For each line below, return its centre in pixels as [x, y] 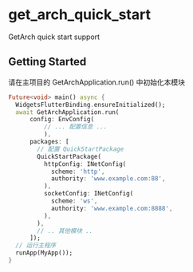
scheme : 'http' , [78, 171]
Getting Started [47, 62]
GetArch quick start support [54, 37]
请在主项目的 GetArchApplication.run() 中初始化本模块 [97, 82]
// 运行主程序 [36, 246]
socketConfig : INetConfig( [89, 194]
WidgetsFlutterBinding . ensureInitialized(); [91, 104]
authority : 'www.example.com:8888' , [112, 208]
